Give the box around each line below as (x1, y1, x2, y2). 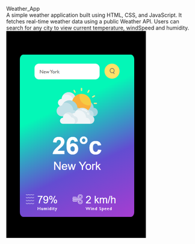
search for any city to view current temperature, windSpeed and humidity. (6, 24, 190, 31)
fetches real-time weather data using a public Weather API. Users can (6, 18, 179, 25)
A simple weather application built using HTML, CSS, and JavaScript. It (6, 11, 182, 19)
